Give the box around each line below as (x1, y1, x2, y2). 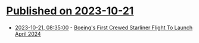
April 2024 (14, 30, 41, 37)
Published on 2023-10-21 (6, 4, 134, 18)
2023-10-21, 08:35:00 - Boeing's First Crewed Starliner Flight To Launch (14, 24, 193, 31)
